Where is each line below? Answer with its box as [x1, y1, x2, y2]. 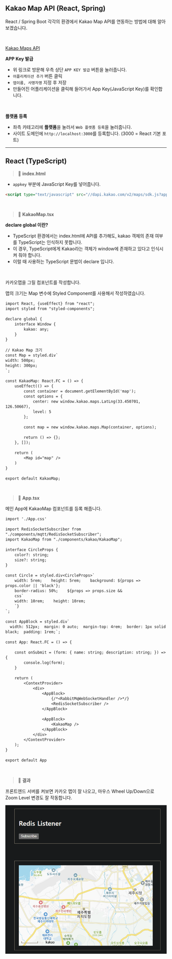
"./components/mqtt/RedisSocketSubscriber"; [5, 531, 102, 537]
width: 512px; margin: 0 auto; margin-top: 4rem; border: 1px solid [10, 624, 166, 629]
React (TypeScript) [5, 157, 67, 166]
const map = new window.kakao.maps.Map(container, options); [24, 425, 157, 430]
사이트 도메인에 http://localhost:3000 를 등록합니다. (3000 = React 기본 [12, 130, 161, 137]
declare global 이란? [5, 222, 49, 228]
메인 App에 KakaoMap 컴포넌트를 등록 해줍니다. [5, 505, 102, 511]
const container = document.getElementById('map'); [24, 389, 137, 394]
